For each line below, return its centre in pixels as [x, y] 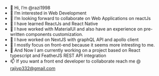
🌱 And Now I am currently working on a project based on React [75, 50]
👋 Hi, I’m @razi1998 [30, 8]
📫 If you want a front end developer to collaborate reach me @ [75, 61]
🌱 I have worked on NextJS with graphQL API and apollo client [74, 39]
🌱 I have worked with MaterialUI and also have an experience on [76, 29]
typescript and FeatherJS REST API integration [58, 55]
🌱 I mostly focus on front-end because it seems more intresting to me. [82, 45]
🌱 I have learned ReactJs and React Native [54, 23]
